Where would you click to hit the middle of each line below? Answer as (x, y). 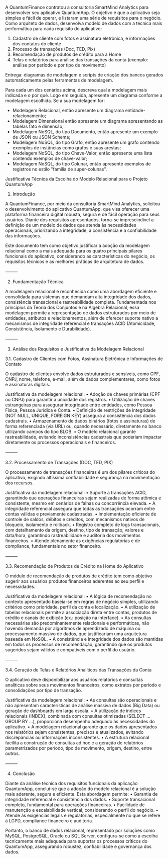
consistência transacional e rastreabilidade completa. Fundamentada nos (81, 302)
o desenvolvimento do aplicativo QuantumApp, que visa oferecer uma (77, 209)
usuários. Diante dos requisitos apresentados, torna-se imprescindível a (79, 220)
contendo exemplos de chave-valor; (50, 158)
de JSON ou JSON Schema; (41, 137)
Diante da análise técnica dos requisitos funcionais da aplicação (71, 783)
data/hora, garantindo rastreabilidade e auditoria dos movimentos (73, 535)
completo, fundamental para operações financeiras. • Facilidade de (75, 805)
